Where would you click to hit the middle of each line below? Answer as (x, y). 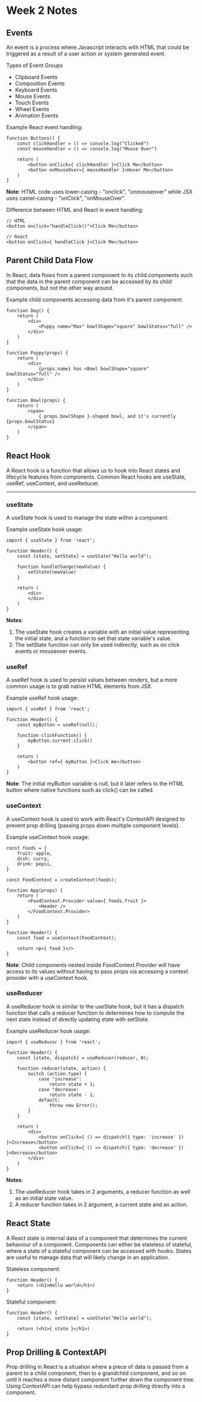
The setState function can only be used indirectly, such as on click (97, 645)
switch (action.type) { (57, 1074)
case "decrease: (59, 1089)
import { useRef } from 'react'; (48, 709)
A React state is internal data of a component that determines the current (97, 1238)
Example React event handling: (44, 127)
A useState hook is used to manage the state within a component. (88, 517)
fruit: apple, (35, 853)
